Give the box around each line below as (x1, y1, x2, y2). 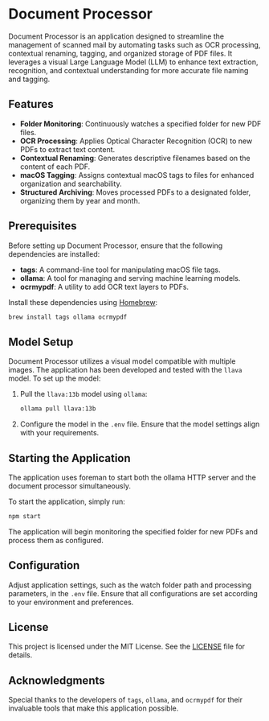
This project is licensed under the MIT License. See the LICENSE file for (8, 641, 246, 652)
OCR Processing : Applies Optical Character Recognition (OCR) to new (19, 136, 253, 146)
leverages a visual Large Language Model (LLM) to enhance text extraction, (8, 57, 259, 67)
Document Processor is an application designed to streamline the (8, 31, 225, 41)
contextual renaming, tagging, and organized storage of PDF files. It (8, 48, 233, 58)
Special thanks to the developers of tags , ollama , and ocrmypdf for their (8, 695, 243, 705)
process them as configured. (8, 535, 104, 545)
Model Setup (8, 335, 74, 348)
